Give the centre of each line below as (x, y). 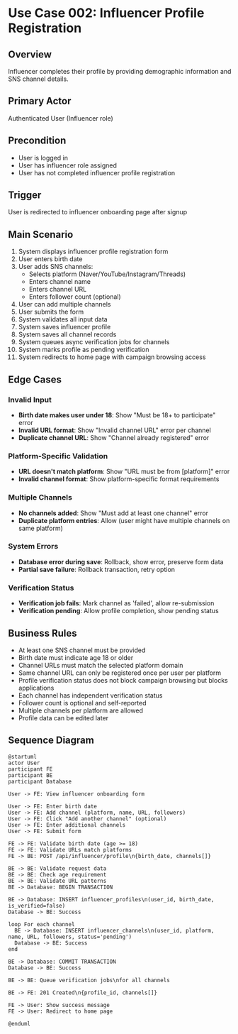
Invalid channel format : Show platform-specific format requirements (119, 479)
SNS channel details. (39, 79)
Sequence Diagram (51, 741)
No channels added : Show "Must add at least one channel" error (113, 513)
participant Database (40, 781)
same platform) (40, 528)
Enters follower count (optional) (75, 297)
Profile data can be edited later (63, 717)
